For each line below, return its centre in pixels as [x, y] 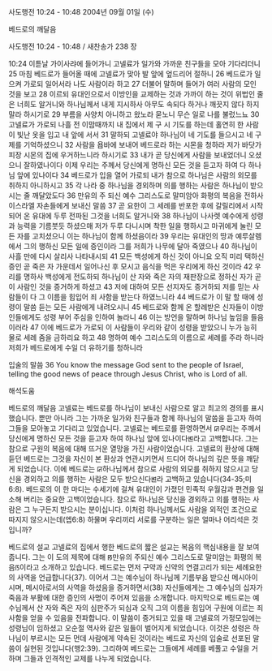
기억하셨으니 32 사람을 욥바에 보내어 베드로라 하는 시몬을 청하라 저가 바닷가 [142, 145]
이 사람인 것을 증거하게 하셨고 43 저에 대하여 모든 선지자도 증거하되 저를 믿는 [130, 287]
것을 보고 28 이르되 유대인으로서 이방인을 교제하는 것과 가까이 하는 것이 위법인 [132, 94]
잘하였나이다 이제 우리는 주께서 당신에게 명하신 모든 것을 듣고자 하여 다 [135, 165]
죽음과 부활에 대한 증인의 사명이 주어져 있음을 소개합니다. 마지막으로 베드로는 [130, 598]
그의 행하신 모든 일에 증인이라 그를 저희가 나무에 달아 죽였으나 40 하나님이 [140, 246]
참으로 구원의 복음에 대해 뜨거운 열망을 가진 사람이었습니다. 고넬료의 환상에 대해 [134, 448]
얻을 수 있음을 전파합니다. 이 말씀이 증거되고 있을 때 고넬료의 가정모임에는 [146, 618]
